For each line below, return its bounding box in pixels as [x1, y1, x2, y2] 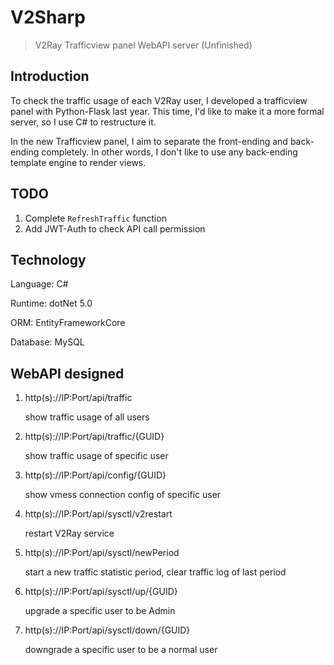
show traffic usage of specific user [24, 450, 169, 462]
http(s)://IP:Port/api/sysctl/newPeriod [24, 547, 180, 559]
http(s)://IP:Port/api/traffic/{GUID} [24, 431, 165, 443]
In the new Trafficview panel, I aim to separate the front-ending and [10, 135, 288, 147]
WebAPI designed [10, 365, 125, 382]
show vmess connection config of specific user [24, 489, 222, 501]
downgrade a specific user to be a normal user [24, 644, 218, 656]
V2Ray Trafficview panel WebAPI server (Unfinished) [34, 39, 253, 51]
